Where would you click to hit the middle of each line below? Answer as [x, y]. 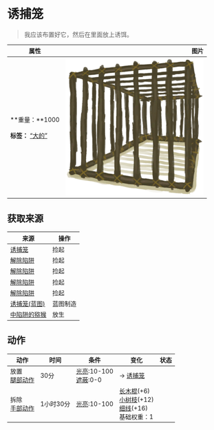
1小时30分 [55, 404]
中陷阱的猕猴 [28, 314]
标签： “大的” [29, 136]
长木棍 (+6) [135, 391]
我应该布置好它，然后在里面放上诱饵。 [78, 34]
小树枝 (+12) [137, 399]
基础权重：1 [136, 416]
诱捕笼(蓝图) [28, 304]
